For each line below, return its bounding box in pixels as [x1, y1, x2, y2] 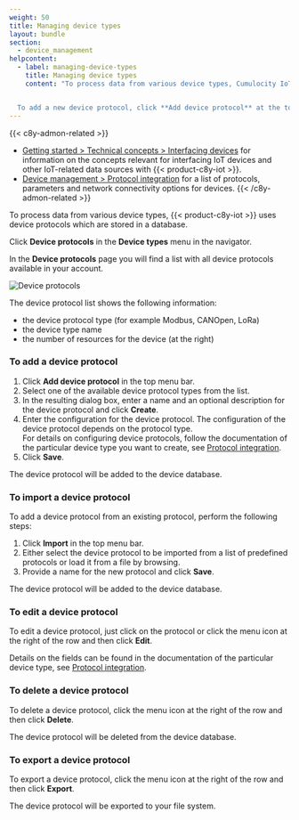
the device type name [21, 324, 102, 335]
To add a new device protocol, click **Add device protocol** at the [17, 103, 280, 112]
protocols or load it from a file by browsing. [21, 557, 181, 568]
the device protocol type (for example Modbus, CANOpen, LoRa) [21, 314, 260, 325]
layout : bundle [9, 29, 66, 38]
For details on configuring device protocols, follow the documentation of [21, 433, 287, 443]
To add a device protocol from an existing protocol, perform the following [9, 511, 278, 522]
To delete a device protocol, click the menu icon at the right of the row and [9, 704, 283, 715]
